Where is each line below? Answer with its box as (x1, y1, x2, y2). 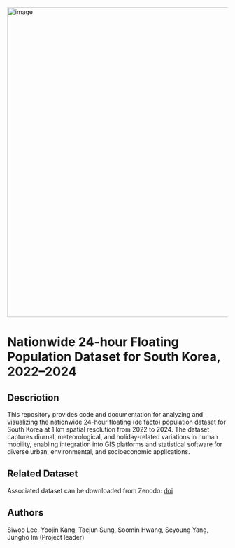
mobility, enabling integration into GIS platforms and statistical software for (7, 440, 222, 448)
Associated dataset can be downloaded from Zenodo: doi (7, 486, 173, 495)
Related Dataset (7, 468, 78, 480)
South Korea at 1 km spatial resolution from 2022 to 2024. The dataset (7, 425, 210, 434)
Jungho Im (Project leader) (7, 533, 85, 541)
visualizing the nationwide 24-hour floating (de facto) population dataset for (7, 417, 226, 426)
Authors (7, 507, 44, 519)
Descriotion (7, 392, 59, 403)
